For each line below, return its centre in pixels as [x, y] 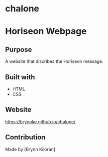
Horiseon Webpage [46, 31]
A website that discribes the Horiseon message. [54, 61]
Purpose [19, 49]
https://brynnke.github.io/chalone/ [40, 121]
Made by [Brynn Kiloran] [30, 149]
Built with [20, 77]
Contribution [25, 137]
